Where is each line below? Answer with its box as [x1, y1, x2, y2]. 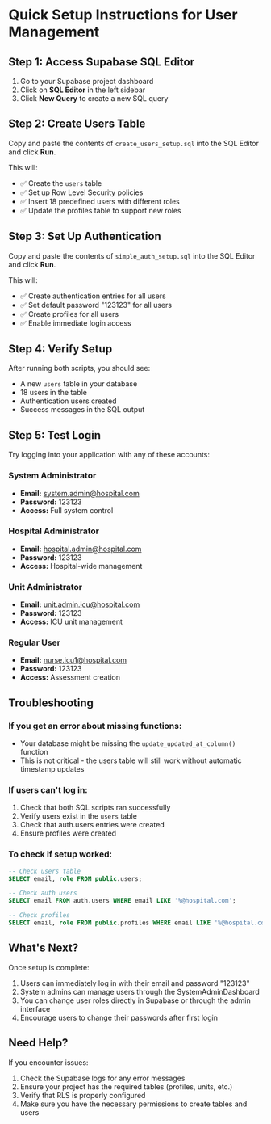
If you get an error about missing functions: [8, 720, 182, 731]
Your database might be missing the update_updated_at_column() [19, 739, 236, 748]
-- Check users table [8, 867, 81, 875]
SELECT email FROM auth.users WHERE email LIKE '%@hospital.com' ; [8, 897, 236, 905]
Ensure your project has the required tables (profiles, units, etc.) [19, 1081, 233, 1092]
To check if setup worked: [8, 848, 113, 860]
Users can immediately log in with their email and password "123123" [19, 978, 250, 987]
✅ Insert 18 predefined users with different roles [19, 196, 180, 206]
